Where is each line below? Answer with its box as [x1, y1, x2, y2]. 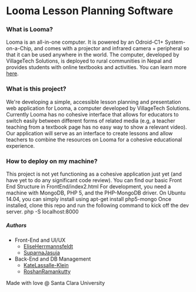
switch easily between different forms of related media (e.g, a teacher [6, 117, 175, 124]
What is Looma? [6, 25, 53, 34]
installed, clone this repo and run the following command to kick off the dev [6, 202, 190, 209]
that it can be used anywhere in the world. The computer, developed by [6, 51, 180, 59]
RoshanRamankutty [23, 268, 71, 275]
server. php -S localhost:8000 [6, 208, 79, 215]
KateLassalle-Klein [23, 262, 69, 269]
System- [164, 38, 185, 46]
